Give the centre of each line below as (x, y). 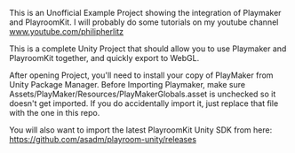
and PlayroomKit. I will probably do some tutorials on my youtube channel (144, 22)
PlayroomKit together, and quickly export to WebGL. (104, 58)
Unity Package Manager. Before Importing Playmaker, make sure (128, 84)
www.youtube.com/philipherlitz (67, 31)
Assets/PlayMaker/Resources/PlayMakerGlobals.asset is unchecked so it (143, 94)
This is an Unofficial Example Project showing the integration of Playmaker (145, 13)
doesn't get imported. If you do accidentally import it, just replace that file (144, 103)
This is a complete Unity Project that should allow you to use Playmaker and (148, 49)
